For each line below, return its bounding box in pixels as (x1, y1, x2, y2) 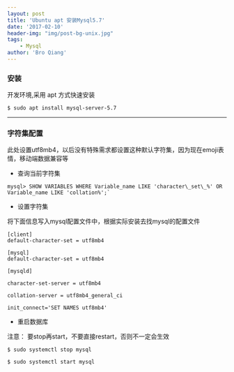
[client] (7, 231, 33, 238)
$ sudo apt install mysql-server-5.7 (7, 105, 117, 112)
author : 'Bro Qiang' (7, 50, 68, 57)
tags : (7, 36, 23, 43)
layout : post (7, 10, 45, 17)
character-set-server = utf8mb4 (7, 280, 101, 287)
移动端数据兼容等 (19, 154, 68, 163)
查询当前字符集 (17, 169, 61, 178)
